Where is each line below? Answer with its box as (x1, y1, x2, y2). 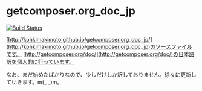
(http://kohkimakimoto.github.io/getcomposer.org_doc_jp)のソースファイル (6, 43, 192, 50)
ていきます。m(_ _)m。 (6, 78, 63, 86)
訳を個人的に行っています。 (6, 58, 74, 65)
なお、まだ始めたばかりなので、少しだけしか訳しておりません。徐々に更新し (6, 71, 197, 78)
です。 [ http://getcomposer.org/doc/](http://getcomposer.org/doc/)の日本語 (6, 50, 195, 58)
